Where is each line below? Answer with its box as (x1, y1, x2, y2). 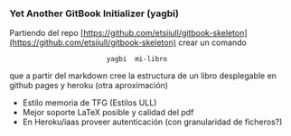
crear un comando (177, 37, 247, 48)
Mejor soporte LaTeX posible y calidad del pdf (22, 107, 194, 118)
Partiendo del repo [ (9, 28, 84, 39)
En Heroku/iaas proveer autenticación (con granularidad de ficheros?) (22, 116, 283, 128)
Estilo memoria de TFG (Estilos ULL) (22, 97, 157, 108)
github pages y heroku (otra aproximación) (9, 80, 169, 91)
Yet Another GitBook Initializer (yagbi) (9, 7, 179, 20)
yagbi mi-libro (106, 55, 168, 64)
